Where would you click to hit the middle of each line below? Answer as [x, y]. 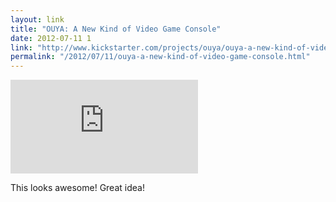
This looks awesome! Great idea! [77, 188]
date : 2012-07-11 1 [51, 38]
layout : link [37, 19]
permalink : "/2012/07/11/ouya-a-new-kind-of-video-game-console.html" [160, 57]
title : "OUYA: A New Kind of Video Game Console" [116, 29]
